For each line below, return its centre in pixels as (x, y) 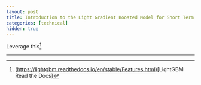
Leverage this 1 (24, 46)
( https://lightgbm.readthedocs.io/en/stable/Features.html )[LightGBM (99, 69)
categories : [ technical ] (37, 23)
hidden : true (22, 28)
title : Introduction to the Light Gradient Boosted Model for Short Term (100, 17)
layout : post (22, 12)
